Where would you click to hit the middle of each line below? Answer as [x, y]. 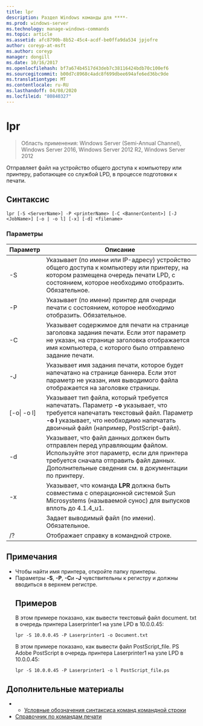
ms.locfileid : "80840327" [39, 96]
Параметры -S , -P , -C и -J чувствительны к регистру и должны [96, 578]
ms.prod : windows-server [37, 23]
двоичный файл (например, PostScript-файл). [114, 427]
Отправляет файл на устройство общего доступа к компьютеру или [94, 168]
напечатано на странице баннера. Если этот [111, 372]
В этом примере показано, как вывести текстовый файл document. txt [105, 618]
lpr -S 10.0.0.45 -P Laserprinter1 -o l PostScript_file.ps [92, 671]
